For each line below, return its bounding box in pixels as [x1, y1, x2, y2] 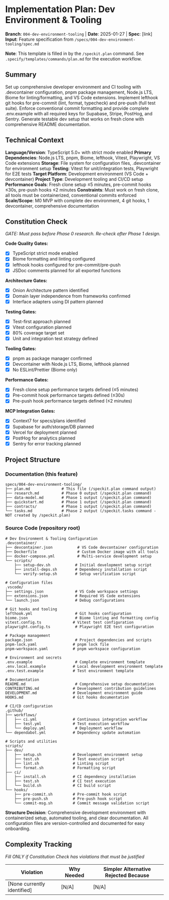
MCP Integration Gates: [5, 408, 55, 414]
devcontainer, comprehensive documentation [5, 203, 100, 209]
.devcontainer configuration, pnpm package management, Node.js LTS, [5, 89, 153, 95]
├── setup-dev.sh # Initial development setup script [14, 562, 152, 567]
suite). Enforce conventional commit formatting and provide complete [5, 105, 149, 111]
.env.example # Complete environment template [5, 659, 145, 665]
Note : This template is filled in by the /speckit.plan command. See [5, 50, 144, 56]
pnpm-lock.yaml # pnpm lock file [5, 641, 109, 647]
